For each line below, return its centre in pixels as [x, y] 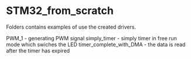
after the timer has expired [38, 50]
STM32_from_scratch [60, 11]
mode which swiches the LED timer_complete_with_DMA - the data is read [96, 44]
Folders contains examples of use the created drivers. [71, 27]
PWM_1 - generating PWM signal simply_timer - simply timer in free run [92, 38]
